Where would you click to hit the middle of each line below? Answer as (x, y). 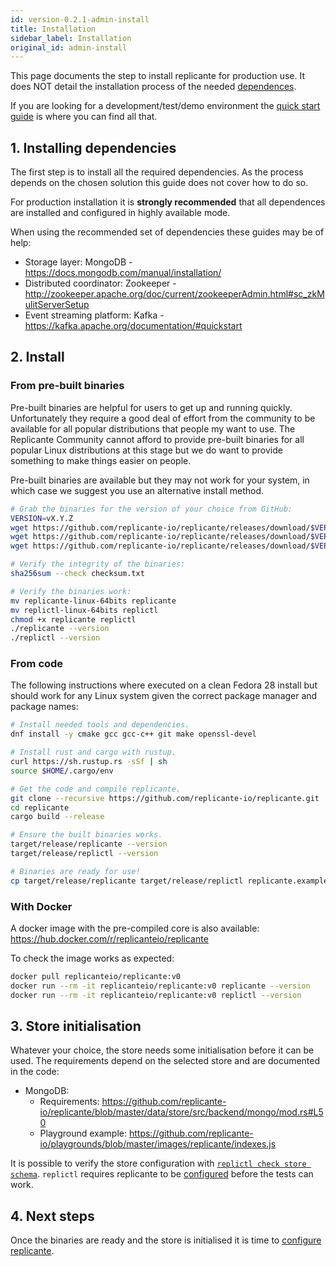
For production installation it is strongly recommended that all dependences (168, 202)
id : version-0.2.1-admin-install (80, 19)
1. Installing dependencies (93, 147)
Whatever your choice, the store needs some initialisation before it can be (162, 1050)
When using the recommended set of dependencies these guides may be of (167, 232)
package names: (44, 707)
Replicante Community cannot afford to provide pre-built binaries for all (157, 439)
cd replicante (40, 807)
